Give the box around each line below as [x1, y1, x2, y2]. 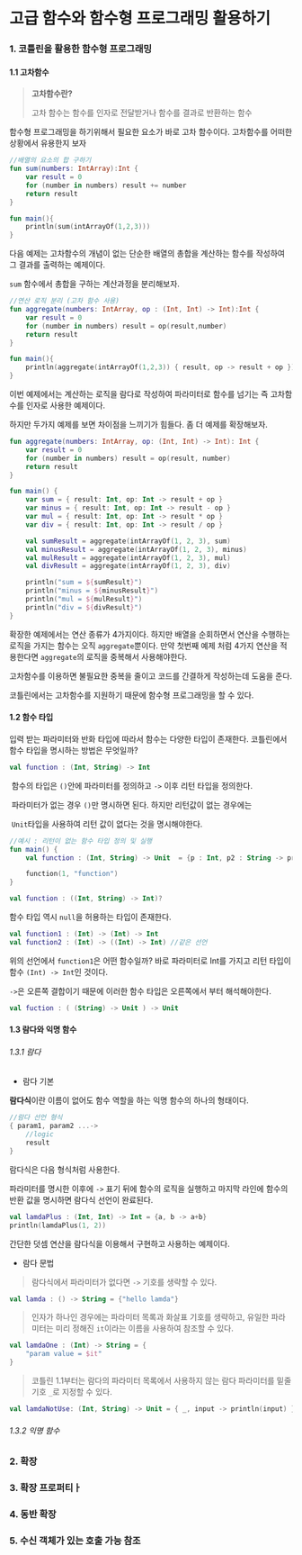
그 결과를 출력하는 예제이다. [9, 259, 106, 270]
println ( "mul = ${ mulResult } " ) [25, 595, 143, 604]
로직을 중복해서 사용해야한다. [85, 651, 188, 662]
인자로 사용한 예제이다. [25, 400, 106, 411]
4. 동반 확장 [9, 1507, 57, 1520]
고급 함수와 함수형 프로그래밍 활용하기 [9, 8, 271, 29]
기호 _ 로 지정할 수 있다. [31, 1387, 112, 1397]
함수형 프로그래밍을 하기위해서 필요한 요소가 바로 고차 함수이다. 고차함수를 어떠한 [9, 127, 293, 138]
